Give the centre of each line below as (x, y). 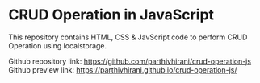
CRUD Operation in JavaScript (111, 15)
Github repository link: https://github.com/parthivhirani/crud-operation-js (130, 61)
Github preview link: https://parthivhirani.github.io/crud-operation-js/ (123, 69)
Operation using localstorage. (58, 45)
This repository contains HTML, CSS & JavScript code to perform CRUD (128, 37)
